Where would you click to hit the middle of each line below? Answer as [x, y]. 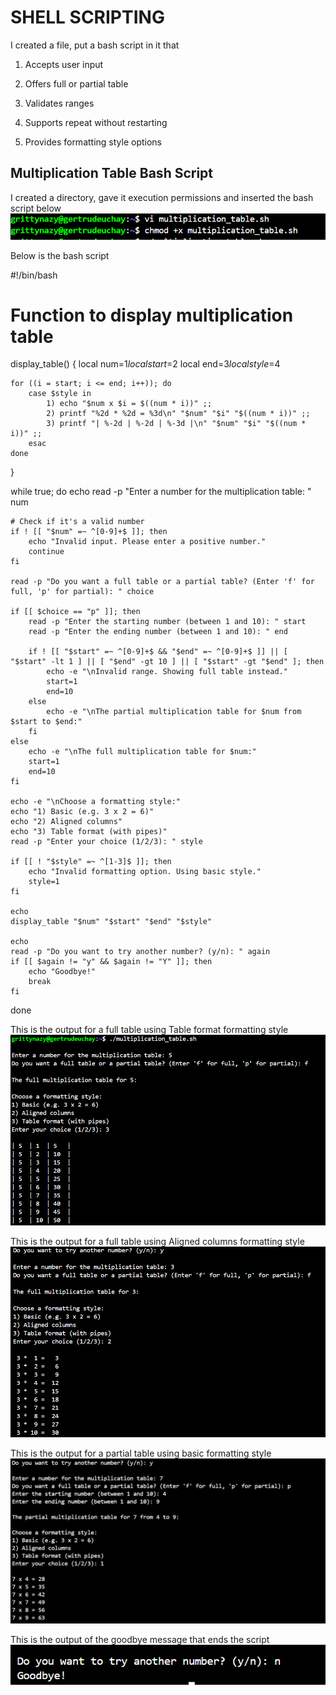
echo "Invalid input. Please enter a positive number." [147, 542]
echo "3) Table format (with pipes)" [89, 832]
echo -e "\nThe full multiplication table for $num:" [142, 752]
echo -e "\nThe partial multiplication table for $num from [174, 712]
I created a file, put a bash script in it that [95, 45]
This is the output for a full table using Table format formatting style [149, 1030]
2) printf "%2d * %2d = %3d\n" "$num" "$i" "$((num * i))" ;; [178, 414]
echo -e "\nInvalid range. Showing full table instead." [167, 672]
